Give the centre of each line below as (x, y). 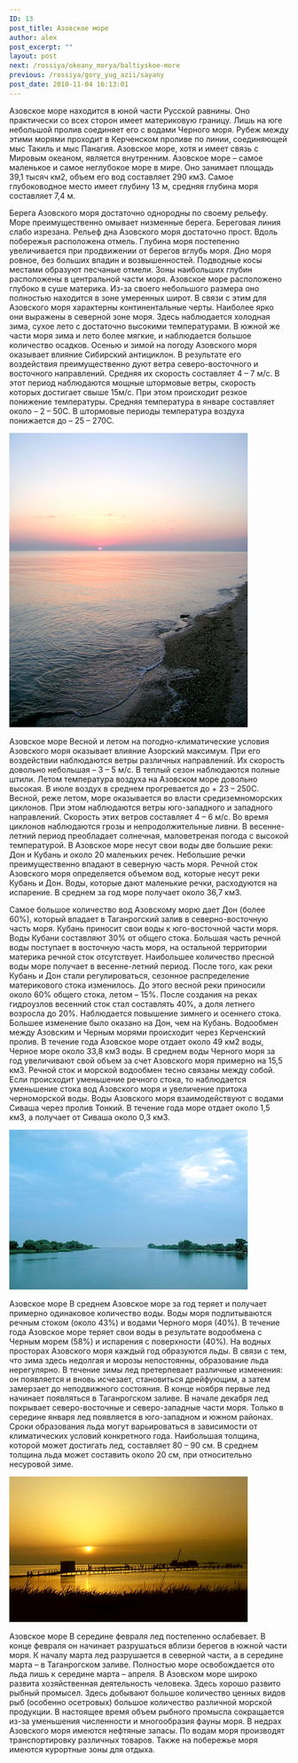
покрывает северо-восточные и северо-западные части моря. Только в (146, 1407)
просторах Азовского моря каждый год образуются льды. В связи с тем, (148, 1351)
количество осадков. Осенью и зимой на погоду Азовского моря (133, 345)
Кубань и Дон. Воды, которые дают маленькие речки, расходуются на (143, 883)
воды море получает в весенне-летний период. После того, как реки (141, 966)
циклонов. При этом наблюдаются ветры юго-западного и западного (141, 807)
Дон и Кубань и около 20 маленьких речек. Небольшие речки (127, 854)
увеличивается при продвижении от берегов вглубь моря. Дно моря (141, 250)
